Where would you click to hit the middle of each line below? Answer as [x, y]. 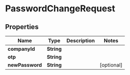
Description [81, 41]
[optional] [111, 65]
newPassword [25, 65]
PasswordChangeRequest [60, 9]
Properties [22, 27]
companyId [21, 49]
